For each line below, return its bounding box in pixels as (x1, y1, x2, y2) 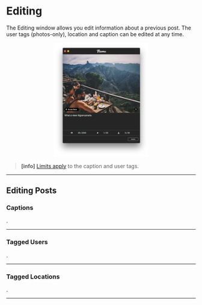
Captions (6, 204, 34, 212)
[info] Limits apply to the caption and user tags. (20, 162, 139, 169)
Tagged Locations (6, 272, 60, 281)
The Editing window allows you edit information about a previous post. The (6, 24, 191, 31)
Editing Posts (6, 186, 57, 196)
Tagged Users (6, 238, 48, 247)
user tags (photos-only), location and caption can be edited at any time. (6, 30, 185, 37)
